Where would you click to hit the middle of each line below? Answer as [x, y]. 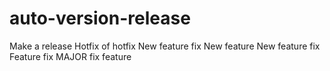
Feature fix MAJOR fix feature [70, 56]
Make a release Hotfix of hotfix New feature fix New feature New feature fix [165, 46]
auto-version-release [100, 18]
